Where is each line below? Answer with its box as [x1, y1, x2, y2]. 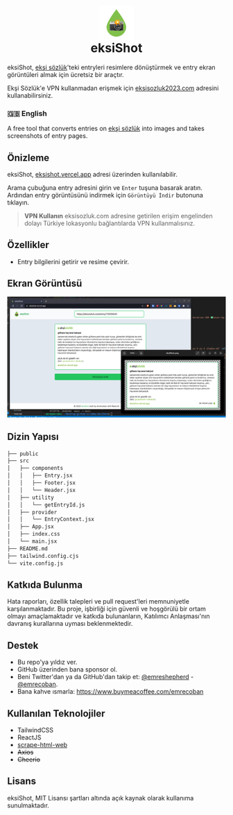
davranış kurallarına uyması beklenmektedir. [7, 620, 133, 628]
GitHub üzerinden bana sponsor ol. [17, 665, 118, 674]
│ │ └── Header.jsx [7, 487, 76, 493]
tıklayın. [7, 198, 30, 207]
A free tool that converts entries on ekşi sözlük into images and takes [7, 124, 205, 133]
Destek [7, 640, 39, 651]
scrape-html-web [17, 740, 68, 748]
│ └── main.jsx [7, 538, 58, 545]
